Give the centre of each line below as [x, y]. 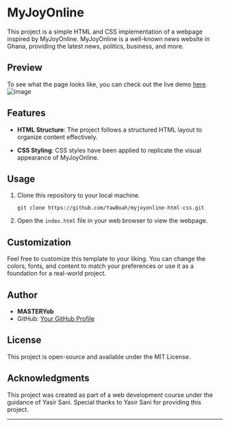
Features [26, 113]
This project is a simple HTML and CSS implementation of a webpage [105, 32]
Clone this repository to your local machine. [78, 195]
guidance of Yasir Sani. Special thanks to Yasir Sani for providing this [104, 402]
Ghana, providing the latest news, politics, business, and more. [95, 46]
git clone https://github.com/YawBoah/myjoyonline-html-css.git [111, 208]
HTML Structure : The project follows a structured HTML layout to [110, 130]
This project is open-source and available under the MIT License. [99, 356]
